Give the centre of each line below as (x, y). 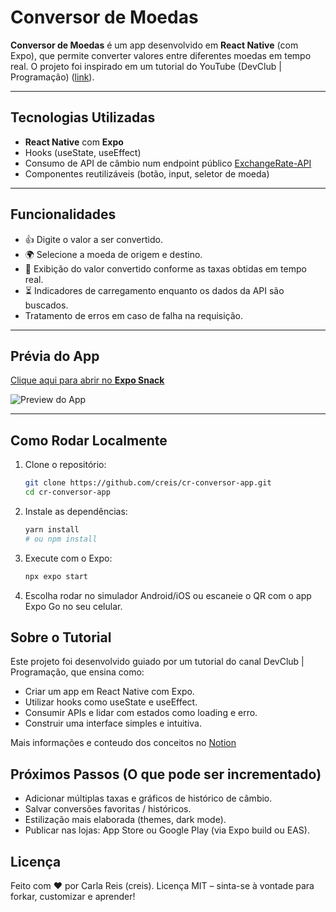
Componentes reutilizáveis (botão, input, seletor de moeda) (147, 173)
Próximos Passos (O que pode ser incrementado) (166, 774)
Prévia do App (55, 356)
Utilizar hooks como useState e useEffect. (111, 702)
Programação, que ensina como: (77, 672)
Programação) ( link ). (52, 77)
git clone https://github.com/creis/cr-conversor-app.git (148, 483)
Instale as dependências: (76, 511)
